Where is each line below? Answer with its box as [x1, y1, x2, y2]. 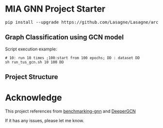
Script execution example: [5, 46, 57, 52]
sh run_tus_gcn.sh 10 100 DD [5, 60, 64, 64]
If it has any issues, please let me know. [5, 118, 84, 124]
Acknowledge [5, 92, 62, 103]
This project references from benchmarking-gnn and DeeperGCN [5, 108, 136, 114]
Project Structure [5, 73, 58, 81]
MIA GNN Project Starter [5, 3, 106, 15]
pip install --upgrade [5, 19, 59, 25]
